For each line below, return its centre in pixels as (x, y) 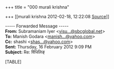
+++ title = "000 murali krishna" (37, 7)
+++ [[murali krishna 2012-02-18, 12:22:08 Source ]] (57, 16)
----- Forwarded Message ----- (37, 26)
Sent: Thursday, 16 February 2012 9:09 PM (48, 47)
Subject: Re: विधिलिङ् (25, 52)
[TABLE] (13, 62)
